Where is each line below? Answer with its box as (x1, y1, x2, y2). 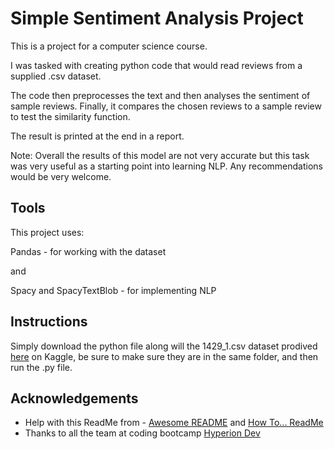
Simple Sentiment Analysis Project (10, 7, 304, 30)
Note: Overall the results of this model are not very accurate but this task (10, 149, 310, 161)
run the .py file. (10, 361, 73, 373)
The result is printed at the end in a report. (10, 130, 185, 142)
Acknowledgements (10, 390, 139, 407)
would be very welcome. (10, 170, 112, 182)
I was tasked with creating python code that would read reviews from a (10, 59, 303, 71)
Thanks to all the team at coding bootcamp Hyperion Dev (24, 427, 261, 439)
